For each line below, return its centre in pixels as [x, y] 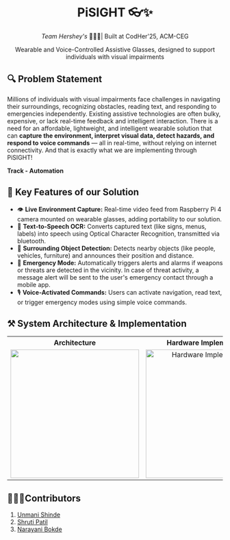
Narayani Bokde [40, 529]
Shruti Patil [32, 522]
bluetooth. [31, 241]
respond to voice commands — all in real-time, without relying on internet [112, 143]
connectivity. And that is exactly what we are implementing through [102, 150]
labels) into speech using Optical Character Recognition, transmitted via [118, 234]
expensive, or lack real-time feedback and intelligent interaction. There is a [113, 121]
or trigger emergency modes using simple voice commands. [102, 302]
